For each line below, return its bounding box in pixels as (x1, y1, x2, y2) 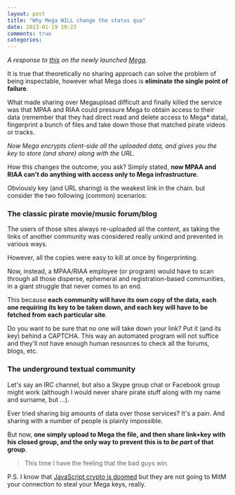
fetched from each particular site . (7, 311, 107, 319)
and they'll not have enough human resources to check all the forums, (7, 339, 210, 348)
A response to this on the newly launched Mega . (7, 56, 147, 64)
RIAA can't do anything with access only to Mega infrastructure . (7, 170, 199, 179)
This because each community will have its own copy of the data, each (7, 296, 217, 304)
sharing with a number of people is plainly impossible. (7, 416, 163, 425)
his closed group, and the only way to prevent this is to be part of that (7, 437, 214, 446)
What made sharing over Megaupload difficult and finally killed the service (7, 98, 222, 106)
